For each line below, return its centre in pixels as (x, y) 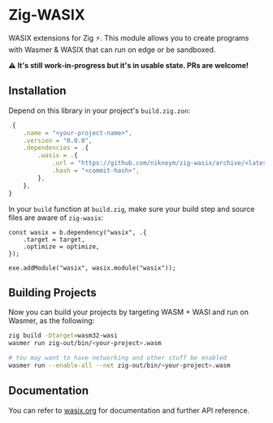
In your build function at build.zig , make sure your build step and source (132, 209)
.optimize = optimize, (61, 246)
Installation (37, 91)
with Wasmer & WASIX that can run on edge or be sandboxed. (112, 50)
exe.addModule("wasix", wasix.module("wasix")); (92, 268)
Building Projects (52, 293)
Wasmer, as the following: (52, 321)
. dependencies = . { (56, 148)
